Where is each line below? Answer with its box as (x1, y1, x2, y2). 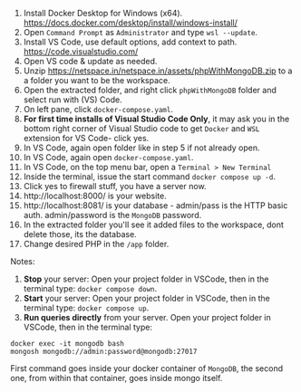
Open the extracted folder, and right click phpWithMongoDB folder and (23, 85, 277, 95)
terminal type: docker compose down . (23, 283, 158, 293)
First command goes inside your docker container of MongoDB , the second (10, 363, 284, 374)
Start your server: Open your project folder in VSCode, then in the (23, 293, 270, 303)
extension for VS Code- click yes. (23, 133, 150, 143)
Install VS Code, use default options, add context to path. (23, 36, 238, 47)
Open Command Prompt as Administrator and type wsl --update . (23, 27, 257, 37)
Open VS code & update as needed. (23, 56, 158, 66)
